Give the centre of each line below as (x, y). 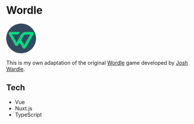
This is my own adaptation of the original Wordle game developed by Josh (97, 62)
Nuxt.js (24, 108)
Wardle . (16, 69)
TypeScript (28, 115)
